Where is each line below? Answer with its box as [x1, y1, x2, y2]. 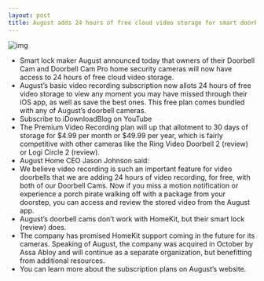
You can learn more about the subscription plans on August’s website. [19, 264, 247, 273]
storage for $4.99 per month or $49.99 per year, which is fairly [19, 130, 224, 140]
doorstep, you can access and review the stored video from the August [19, 197, 251, 206]
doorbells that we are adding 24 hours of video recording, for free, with [19, 172, 251, 181]
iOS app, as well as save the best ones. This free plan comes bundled [19, 97, 245, 107]
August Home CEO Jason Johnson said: [19, 155, 149, 165]
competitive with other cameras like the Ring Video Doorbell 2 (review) [19, 139, 249, 148]
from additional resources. [19, 256, 105, 265]
